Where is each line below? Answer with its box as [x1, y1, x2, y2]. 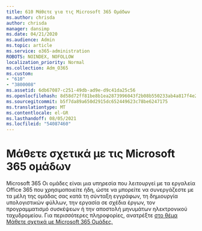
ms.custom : [6, 71, 34, 77]
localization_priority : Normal [6, 59, 85, 65]
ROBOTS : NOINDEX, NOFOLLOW [6, 54, 74, 60]
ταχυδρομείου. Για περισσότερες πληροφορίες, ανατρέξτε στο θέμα [6, 212, 178, 219]
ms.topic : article [6, 43, 52, 49]
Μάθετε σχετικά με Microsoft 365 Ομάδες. [6, 218, 113, 226]
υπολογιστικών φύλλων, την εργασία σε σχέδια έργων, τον [6, 199, 156, 206]
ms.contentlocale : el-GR [6, 110, 69, 116]
